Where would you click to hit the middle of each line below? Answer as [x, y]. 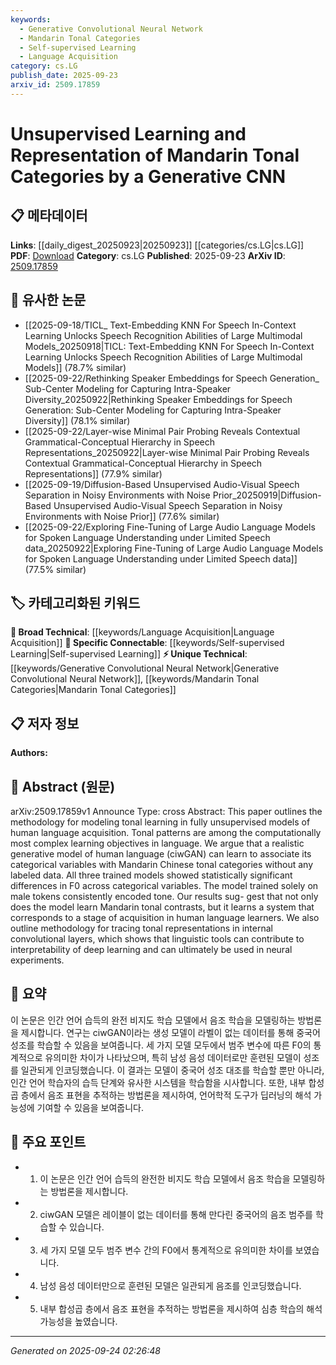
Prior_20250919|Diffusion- [267, 495]
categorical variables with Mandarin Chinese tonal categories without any [162, 864]
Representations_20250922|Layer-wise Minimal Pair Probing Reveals [167, 452]
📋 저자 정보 [45, 723]
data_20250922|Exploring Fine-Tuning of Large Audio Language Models [174, 548]
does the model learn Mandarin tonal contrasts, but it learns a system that [162, 907]
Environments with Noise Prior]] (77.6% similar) [122, 516]
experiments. [37, 960]
